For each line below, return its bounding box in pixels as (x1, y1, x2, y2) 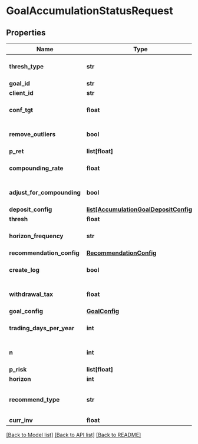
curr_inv (9, 416, 34, 424)
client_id (9, 89, 34, 97)
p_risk (9, 366, 27, 373)
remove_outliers (9, 130, 56, 138)
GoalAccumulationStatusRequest (6, 4, 173, 18)
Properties (6, 28, 46, 38)
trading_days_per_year (9, 324, 75, 332)
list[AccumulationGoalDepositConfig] (86, 205, 195, 213)
